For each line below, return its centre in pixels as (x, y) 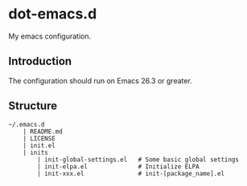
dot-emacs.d (53, 14)
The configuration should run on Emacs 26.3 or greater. (101, 80)
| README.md (43, 131)
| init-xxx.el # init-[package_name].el (131, 173)
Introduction (40, 61)
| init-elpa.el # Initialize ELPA (118, 166)
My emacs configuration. (50, 36)
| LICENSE (39, 138)
